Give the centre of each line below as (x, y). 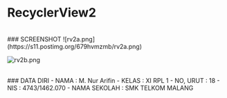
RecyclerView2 (52, 13)
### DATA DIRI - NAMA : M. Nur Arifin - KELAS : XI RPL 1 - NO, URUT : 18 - (113, 80)
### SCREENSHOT (34, 39)
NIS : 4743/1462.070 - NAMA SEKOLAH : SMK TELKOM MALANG (100, 88)
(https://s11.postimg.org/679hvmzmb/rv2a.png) (75, 46)
